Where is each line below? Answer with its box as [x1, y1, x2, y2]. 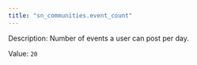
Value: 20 [8, 48, 38, 58]
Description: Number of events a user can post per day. [8, 33, 190, 43]
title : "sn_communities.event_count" [8, 11, 133, 20]
